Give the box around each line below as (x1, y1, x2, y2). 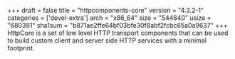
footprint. (7, 44, 35, 52)
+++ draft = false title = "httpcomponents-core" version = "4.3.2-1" (7, 6, 204, 14)
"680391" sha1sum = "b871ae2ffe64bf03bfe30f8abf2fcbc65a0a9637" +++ (7, 21, 228, 29)
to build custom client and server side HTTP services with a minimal (7, 36, 207, 45)
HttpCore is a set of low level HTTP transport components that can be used (7, 28, 229, 37)
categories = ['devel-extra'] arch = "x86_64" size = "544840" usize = (7, 14, 211, 22)
